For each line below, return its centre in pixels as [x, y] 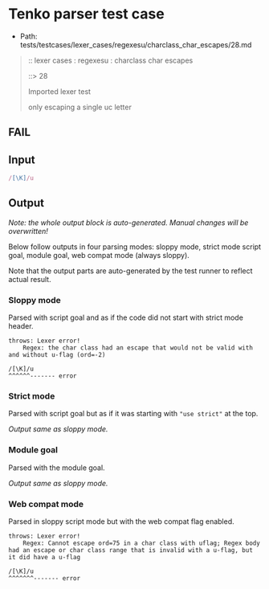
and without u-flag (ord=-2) [57, 355]
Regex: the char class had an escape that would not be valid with [138, 348]
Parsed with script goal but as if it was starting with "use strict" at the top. [133, 414]
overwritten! [28, 231]
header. [21, 326]
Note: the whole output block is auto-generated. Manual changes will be [128, 223]
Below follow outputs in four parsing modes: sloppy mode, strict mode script [135, 247]
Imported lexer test [59, 91]
